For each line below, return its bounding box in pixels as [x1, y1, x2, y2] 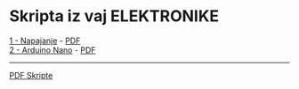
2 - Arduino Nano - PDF [9, 44, 96, 55]
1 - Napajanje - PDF [9, 35, 81, 46]
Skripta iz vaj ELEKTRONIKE [9, 6, 220, 26]
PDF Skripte [9, 70, 53, 80]
